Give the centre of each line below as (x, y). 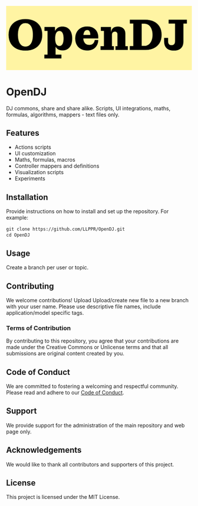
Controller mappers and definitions (57, 166)
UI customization (35, 154)
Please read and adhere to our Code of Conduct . (65, 393)
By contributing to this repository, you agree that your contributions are (93, 341)
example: (17, 218)
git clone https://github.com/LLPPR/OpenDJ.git (66, 229)
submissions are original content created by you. (65, 354)
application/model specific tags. (45, 312)
